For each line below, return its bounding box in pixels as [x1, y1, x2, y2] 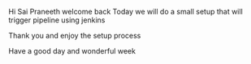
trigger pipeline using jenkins [8, 15, 106, 25]
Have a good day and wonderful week [8, 46, 136, 55]
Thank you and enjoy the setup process [8, 31, 141, 40]
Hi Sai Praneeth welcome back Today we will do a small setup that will [8, 7, 244, 16]
